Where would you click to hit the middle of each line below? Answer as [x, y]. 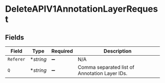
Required [62, 51]
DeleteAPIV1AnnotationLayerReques [82, 9]
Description [118, 51]
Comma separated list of [106, 67]
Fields [15, 37]
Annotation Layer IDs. [103, 73]
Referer [16, 59]
